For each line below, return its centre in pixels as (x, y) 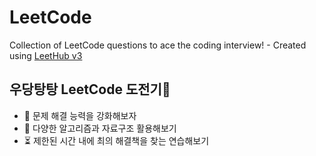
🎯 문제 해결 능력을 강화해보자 (80, 115)
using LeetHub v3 (46, 55)
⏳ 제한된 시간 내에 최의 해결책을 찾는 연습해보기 (116, 140)
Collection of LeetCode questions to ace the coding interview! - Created (158, 45)
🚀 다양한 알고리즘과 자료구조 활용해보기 (100, 128)
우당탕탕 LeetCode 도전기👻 (90, 89)
